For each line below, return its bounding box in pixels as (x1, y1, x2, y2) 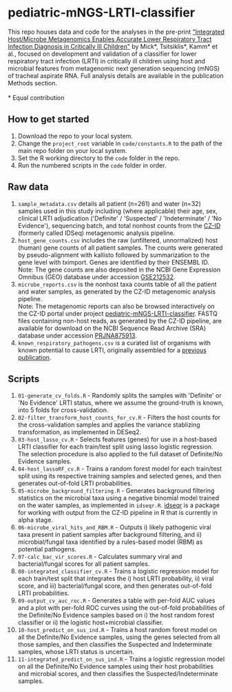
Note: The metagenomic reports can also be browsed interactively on (17, 302, 215, 310)
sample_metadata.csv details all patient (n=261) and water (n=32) (17, 199, 202, 207)
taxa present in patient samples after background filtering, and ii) (17, 531, 202, 539)
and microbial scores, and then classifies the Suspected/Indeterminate (17, 670, 219, 678)
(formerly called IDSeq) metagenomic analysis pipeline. (17, 229, 176, 237)
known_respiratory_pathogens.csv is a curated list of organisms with (17, 338, 211, 347)
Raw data (8, 181, 49, 193)
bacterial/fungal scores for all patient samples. (17, 560, 150, 568)
